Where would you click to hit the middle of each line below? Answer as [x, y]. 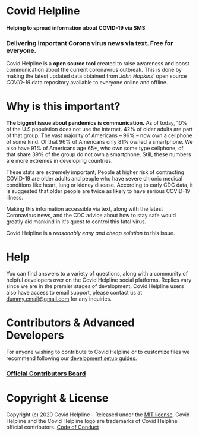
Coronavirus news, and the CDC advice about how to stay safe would [91, 216]
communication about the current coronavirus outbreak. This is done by [94, 70]
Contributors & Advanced [70, 323]
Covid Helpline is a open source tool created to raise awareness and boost [98, 64]
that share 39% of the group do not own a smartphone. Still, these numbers [99, 154]
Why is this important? [63, 107]
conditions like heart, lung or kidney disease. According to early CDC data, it [99, 185]
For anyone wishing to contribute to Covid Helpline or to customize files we [98, 352]
